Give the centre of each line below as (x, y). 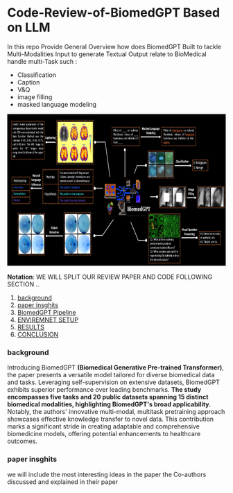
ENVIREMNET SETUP (48, 320)
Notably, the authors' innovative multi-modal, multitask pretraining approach (116, 412)
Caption (28, 82)
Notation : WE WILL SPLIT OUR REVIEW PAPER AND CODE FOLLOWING (110, 277)
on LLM (29, 27)
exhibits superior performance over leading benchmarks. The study (104, 390)
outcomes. (23, 441)
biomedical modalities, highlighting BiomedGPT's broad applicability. (109, 404)
